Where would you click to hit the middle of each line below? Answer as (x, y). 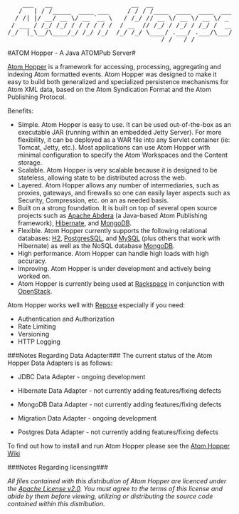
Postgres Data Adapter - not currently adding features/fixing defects (118, 432)
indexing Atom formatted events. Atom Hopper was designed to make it (112, 74)
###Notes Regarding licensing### (58, 467)
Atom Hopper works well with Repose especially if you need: (96, 305)
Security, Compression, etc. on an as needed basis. (93, 200)
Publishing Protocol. (37, 97)
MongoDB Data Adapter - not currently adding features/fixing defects (119, 404)
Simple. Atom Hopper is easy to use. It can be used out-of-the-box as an (124, 124)
